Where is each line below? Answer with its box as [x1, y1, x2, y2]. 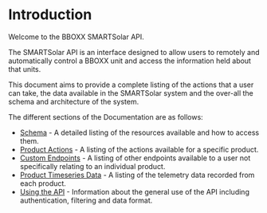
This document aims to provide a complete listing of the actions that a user [8, 80, 254, 89]
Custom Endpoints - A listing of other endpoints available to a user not [19, 153, 251, 163]
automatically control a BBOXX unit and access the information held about [8, 56, 251, 65]
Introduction [8, 6, 92, 24]
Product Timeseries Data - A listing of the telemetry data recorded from [19, 170, 255, 179]
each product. [19, 178, 66, 188]
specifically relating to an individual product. [19, 161, 166, 171]
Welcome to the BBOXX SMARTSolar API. [8, 32, 145, 41]
